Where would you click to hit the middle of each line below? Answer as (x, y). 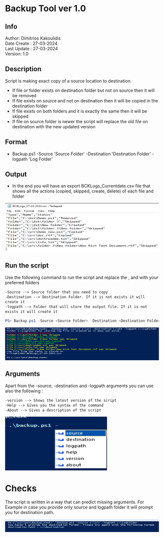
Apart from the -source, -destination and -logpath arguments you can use (79, 386)
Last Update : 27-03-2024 (31, 49)
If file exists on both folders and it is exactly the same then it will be (80, 111)
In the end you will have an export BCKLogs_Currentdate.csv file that (81, 186)
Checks (21, 488)
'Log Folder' (41, 159)
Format (16, 142)
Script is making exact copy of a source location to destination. (68, 81)
